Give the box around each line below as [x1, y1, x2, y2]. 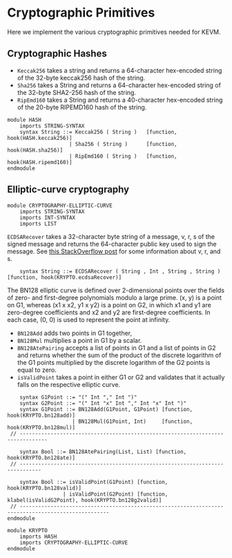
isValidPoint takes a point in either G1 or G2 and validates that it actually [17, 372, 225, 381]
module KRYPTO [7, 527, 48, 534]
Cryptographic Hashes [7, 48, 107, 60]
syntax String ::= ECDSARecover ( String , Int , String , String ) [19, 268, 221, 275]
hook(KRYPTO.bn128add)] [7, 412, 76, 419]
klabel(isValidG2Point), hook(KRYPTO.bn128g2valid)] [7, 496, 162, 503]
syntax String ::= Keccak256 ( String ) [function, [19, 128, 177, 136]
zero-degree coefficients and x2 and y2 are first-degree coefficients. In [7, 308, 211, 316]
